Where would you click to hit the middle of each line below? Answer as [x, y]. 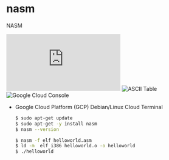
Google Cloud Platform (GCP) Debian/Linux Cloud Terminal [89, 107]
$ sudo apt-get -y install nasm [56, 124]
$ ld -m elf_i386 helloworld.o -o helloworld [75, 146]
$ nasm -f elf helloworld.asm [53, 140]
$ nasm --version [37, 129]
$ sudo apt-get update [44, 118]
